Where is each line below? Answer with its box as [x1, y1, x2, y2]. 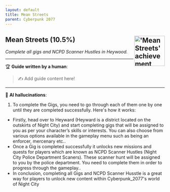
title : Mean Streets [5, 12, 49, 17]
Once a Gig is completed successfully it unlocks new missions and [12, 144, 152, 150]
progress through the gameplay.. [12, 165, 81, 171]
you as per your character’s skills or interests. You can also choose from [12, 127, 163, 134]
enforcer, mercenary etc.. [12, 138, 66, 144]
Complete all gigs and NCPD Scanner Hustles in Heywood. [5, 49, 128, 55]
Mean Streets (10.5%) [5, 35, 75, 44]
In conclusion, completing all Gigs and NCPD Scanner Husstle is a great [12, 170, 162, 176]
